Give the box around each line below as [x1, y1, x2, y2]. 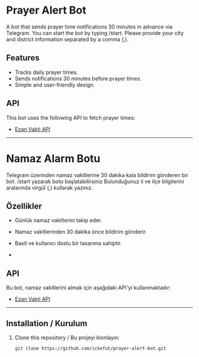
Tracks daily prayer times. [14, 69, 78, 76]
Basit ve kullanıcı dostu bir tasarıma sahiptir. [14, 240, 123, 247]
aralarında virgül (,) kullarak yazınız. [6, 184, 93, 191]
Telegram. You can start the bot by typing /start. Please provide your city [6, 29, 184, 36]
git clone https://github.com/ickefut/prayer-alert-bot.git [14, 345, 166, 351]
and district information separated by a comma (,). [6, 36, 129, 43]
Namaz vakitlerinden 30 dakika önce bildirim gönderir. [14, 229, 147, 236]
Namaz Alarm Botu [6, 152, 101, 165]
